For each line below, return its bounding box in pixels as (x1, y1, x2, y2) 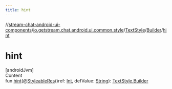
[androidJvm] (5, 67, 34, 73)
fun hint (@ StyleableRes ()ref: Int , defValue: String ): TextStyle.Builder (5, 77, 148, 84)
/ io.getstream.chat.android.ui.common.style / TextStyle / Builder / (31, 26, 163, 33)
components (5, 26, 32, 33)
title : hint (5, 7, 31, 13)
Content (5, 72, 23, 78)
